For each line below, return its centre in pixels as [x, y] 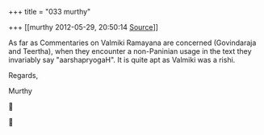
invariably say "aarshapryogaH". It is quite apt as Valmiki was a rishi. [122, 60]
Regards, [23, 75]
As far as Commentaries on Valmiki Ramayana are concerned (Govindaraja [132, 43]
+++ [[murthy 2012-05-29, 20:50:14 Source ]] [84, 27]
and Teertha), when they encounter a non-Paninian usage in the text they [130, 51]
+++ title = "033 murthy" [50, 12]
